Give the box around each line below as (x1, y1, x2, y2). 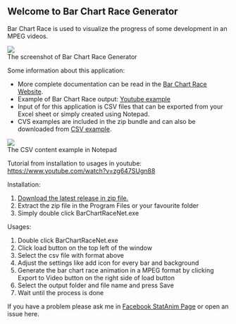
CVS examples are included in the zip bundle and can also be (17, 117, 196, 125)
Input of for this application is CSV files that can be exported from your (17, 102, 223, 111)
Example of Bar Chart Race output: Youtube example (17, 94, 171, 103)
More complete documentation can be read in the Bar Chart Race (17, 80, 208, 88)
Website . (17, 87, 44, 96)
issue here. (7, 309, 40, 318)
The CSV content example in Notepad (7, 145, 118, 154)
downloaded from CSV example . (17, 125, 112, 133)
